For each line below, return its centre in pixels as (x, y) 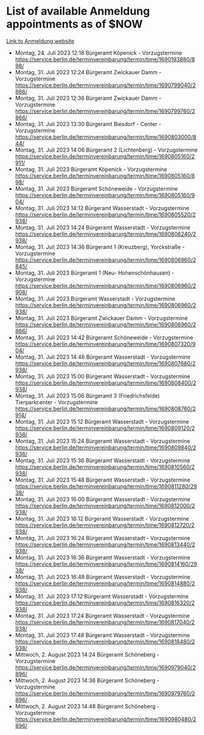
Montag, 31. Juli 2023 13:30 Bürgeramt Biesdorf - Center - (88, 124)
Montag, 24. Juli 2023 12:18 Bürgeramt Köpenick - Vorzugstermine (98, 52)
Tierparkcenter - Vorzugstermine (56, 402)
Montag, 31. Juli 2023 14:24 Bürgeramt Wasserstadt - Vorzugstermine (103, 227)
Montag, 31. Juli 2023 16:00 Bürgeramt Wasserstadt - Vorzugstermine (103, 499)
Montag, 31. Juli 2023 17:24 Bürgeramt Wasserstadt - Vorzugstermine (102, 616)
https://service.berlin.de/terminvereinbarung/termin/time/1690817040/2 (105, 622)
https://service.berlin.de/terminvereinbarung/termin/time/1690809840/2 (106, 447)
